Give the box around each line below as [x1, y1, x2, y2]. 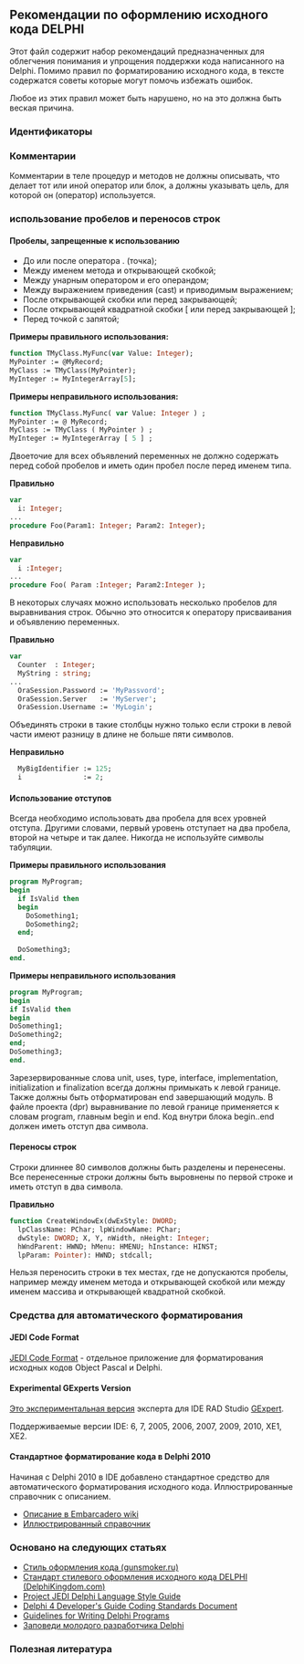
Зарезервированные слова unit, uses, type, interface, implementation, [9, 1072, 278, 1083]
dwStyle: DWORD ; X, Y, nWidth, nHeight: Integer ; [17, 1233, 210, 1242]
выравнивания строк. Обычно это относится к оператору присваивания [9, 607, 292, 618]
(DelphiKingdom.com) [22, 1581, 106, 1592]
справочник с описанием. [9, 1491, 111, 1502]
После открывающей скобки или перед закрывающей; [22, 294, 237, 305]
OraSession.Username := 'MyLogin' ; [17, 703, 153, 712]
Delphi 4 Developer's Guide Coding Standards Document [22, 1601, 238, 1612]
